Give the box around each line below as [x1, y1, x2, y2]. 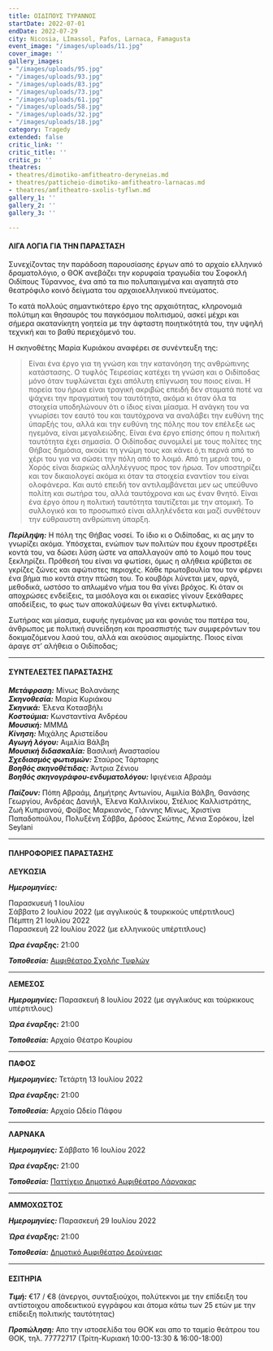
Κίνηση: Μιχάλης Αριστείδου [8, 728, 108, 738]
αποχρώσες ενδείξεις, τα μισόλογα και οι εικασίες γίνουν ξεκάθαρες [8, 590, 244, 600]
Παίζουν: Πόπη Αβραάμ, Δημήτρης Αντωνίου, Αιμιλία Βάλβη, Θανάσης [8, 787, 250, 797]
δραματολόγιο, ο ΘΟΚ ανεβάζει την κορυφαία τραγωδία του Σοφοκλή [8, 268, 248, 278]
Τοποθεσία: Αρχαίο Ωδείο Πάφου [8, 1105, 123, 1116]
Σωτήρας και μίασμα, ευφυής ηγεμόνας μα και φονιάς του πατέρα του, [8, 615, 249, 625]
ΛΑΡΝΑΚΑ [8, 1129, 45, 1138]
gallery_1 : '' [8, 193, 57, 202]
